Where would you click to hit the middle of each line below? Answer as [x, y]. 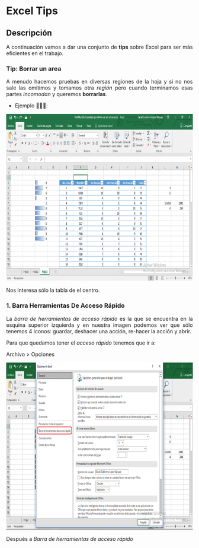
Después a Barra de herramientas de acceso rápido [70, 539]
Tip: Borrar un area [34, 68]
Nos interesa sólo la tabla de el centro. [53, 290]
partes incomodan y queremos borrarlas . [57, 94]
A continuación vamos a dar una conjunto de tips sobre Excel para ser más [99, 47]
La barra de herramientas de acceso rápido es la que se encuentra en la [100, 318]
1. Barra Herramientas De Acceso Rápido [65, 305]
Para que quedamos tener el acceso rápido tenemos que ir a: [81, 343]
